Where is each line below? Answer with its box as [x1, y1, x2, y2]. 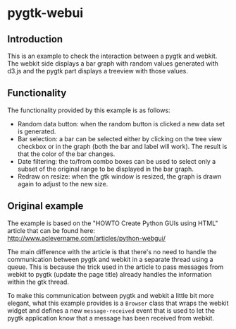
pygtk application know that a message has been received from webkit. [7, 313, 215, 322]
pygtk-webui [7, 5, 84, 21]
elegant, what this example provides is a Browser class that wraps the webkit [7, 299, 229, 307]
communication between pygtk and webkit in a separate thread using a [7, 255, 213, 263]
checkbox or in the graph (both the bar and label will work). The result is [17, 142, 228, 150]
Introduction [7, 33, 63, 45]
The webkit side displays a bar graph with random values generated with [7, 59, 218, 68]
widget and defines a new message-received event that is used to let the [7, 306, 215, 315]
